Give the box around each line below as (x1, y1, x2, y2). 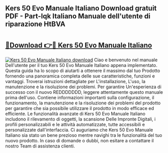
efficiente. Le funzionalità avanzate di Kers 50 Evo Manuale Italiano (5, 111, 146, 117)
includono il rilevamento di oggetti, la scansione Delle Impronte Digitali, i (5, 116, 156, 122)
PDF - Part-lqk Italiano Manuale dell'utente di (5, 12, 151, 21)
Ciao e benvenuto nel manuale (93, 57, 158, 63)
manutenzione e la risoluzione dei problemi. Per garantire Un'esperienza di (5, 84, 161, 90)
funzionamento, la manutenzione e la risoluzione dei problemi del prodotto (5, 100, 161, 106)
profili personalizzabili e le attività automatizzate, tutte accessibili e (5, 122, 145, 127)
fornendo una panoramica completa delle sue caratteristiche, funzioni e (5, 73, 155, 79)
